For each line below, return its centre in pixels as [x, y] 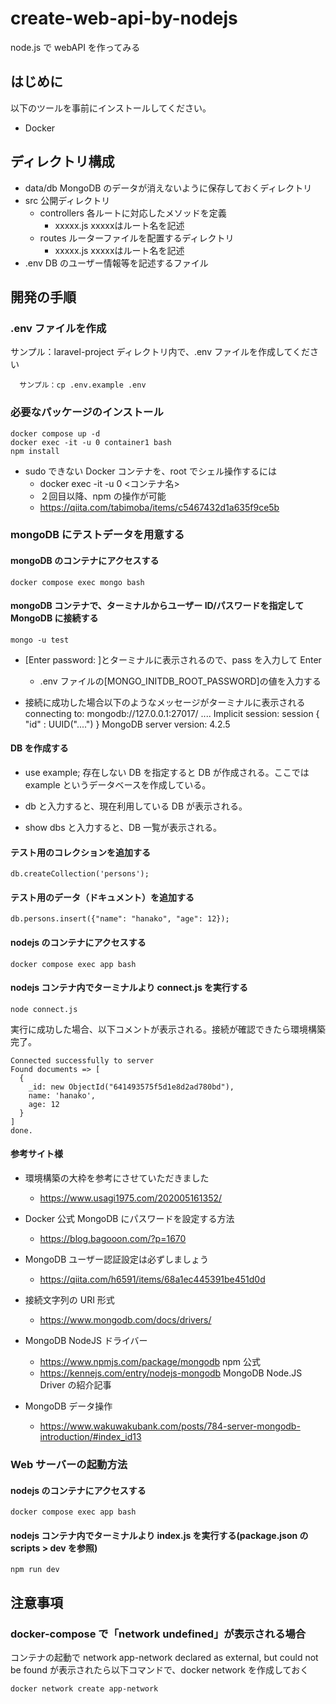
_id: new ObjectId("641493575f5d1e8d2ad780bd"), [131, 1087]
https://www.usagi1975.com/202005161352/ [131, 1198]
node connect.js [44, 1009]
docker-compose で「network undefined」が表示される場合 [158, 1634]
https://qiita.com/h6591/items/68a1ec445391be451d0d [152, 1279]
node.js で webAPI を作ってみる [75, 47]
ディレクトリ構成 [62, 162]
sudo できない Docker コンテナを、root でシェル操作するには [150, 471]
